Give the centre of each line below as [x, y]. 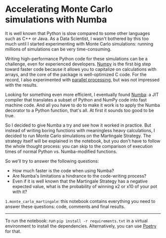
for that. [13, 231]
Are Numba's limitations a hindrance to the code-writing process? [79, 176]
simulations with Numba [56, 20]
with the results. [21, 85]
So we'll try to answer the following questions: [52, 161]
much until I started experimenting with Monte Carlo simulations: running [79, 44]
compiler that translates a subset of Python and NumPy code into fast [76, 99]
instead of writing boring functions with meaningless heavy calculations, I [80, 130]
